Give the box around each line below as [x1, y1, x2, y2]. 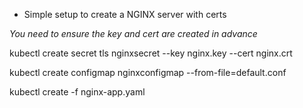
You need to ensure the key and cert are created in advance [9, 28, 258, 39]
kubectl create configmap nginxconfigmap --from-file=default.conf [9, 67, 287, 78]
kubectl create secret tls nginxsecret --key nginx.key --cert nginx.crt [9, 47, 293, 59]
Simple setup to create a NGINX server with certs [23, 9, 227, 20]
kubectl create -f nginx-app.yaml [9, 86, 146, 98]
